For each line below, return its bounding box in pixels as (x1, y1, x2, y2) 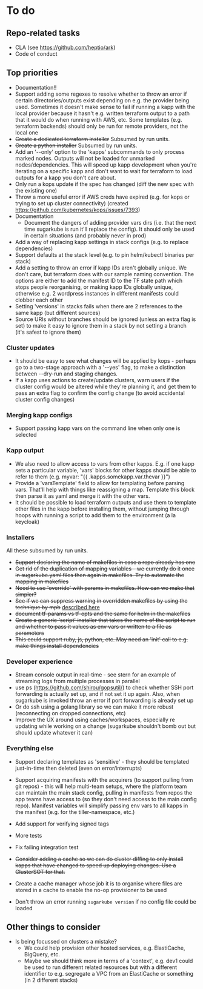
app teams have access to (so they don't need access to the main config (15, 795, 197, 802)
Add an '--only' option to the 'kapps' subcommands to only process (15, 148, 185, 155)
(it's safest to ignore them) (15, 328, 82, 336)
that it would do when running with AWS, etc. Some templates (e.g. (15, 116, 182, 123)
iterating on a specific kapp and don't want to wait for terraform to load (15, 167, 193, 174)
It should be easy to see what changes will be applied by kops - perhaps (15, 357, 196, 365)
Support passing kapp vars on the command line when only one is (15, 425, 181, 432)
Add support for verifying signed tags (15, 820, 109, 827)
